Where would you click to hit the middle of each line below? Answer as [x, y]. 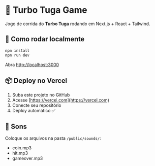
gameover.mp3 [28, 158]
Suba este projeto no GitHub [41, 95]
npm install [17, 50]
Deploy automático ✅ [34, 111]
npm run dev [17, 55]
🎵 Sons [16, 126]
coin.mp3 [22, 148]
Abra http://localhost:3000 [32, 65]
